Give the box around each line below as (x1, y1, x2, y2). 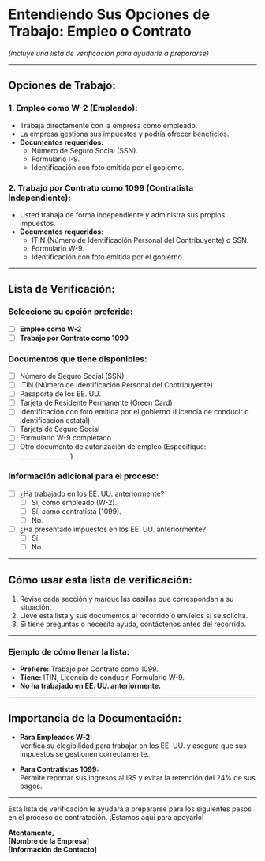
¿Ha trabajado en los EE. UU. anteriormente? (19, 489, 165, 498)
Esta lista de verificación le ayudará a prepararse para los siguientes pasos (8, 804, 252, 814)
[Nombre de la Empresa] (8, 836, 89, 846)
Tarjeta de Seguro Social (19, 425, 100, 434)
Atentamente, (8, 828, 55, 837)
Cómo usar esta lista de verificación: (8, 573, 193, 587)
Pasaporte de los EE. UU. (19, 389, 101, 398)
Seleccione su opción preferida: (8, 306, 133, 317)
